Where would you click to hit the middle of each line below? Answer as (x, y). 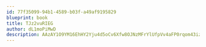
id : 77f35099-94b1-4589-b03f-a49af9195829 (61, 12)
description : (23, 35)
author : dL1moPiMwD (31, 29)
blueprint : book (27, 18)
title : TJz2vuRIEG (30, 23)
